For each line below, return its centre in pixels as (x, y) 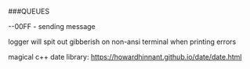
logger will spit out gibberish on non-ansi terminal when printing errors (122, 42)
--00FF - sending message (52, 26)
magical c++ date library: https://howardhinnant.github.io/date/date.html (125, 57)
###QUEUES (29, 11)
